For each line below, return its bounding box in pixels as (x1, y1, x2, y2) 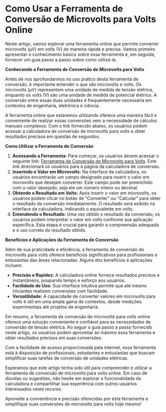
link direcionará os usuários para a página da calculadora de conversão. (12, 163, 160, 169)
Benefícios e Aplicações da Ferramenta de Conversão (5, 237, 119, 243)
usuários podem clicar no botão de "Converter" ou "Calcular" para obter (12, 195, 161, 201)
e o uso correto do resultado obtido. (12, 227, 86, 233)
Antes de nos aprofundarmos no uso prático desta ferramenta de (5, 76, 139, 82)
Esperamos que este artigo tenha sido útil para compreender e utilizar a (5, 365, 152, 371)
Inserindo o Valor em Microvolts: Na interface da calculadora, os (12, 168, 147, 175)
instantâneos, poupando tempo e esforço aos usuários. (12, 277, 126, 283)
